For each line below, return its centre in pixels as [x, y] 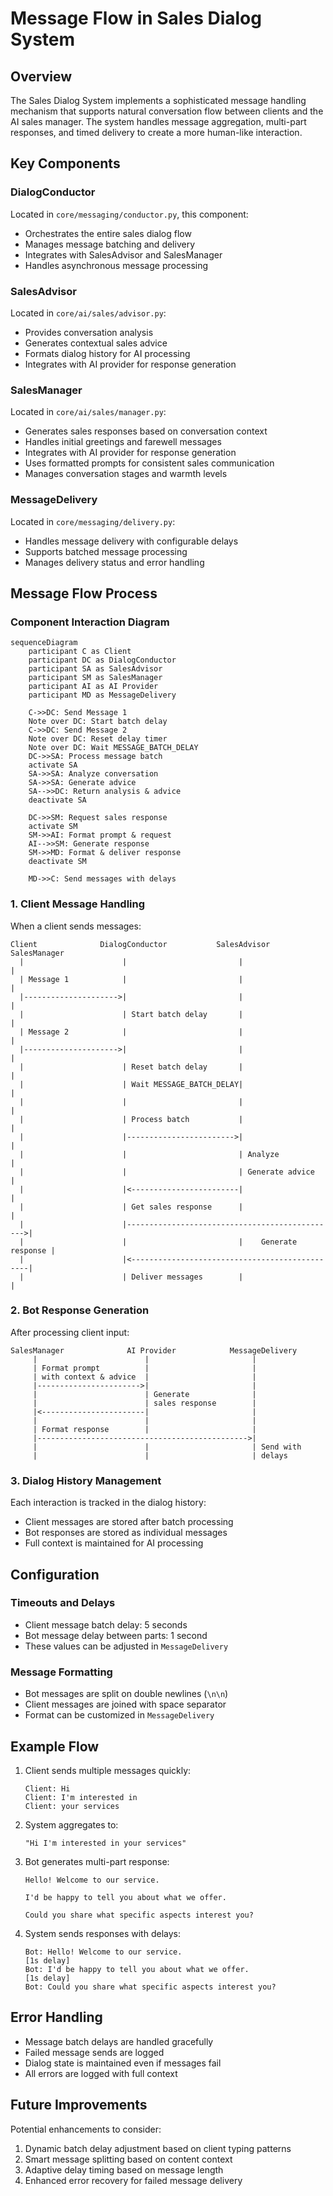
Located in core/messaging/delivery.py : [93, 521]
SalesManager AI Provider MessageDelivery [154, 1350]
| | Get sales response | [131, 1207]
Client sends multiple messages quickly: [108, 1770]
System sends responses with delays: [102, 1933]
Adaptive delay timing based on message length [124, 2169]
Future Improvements [79, 2105]
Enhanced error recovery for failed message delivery [133, 2180]
